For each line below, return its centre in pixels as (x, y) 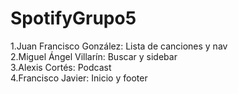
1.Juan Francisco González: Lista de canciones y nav (119, 46)
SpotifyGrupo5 (73, 18)
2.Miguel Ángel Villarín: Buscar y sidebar (94, 56)
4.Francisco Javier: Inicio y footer (79, 78)
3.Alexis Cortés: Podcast (61, 67)
